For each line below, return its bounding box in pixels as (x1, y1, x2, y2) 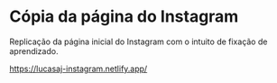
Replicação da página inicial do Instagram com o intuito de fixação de (9, 36, 268, 47)
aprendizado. (9, 45, 59, 56)
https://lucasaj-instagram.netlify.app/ (9, 63, 148, 74)
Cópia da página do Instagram (9, 6, 239, 27)
